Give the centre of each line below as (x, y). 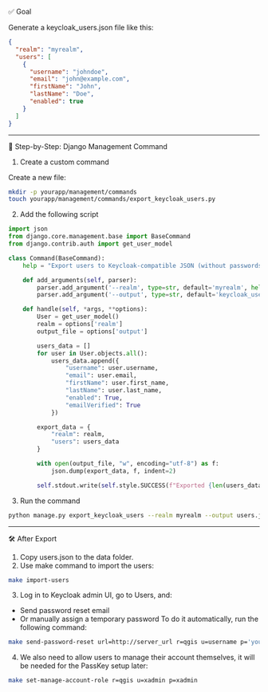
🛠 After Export (33, 538)
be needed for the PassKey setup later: (84, 666)
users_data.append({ (85, 361)
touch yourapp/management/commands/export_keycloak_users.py (112, 199)
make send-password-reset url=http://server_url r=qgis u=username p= (128, 642)
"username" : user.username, (112, 368)
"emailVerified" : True (103, 405)
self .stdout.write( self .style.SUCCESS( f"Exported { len (130, 486)
